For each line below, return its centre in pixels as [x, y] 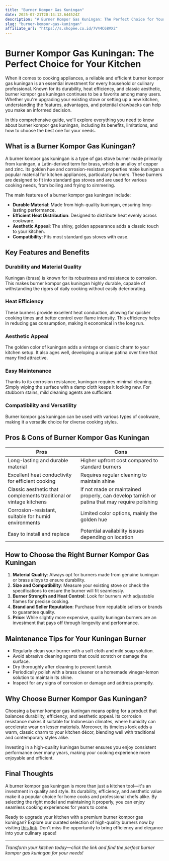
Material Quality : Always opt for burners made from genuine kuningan [86, 575]
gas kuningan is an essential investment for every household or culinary [80, 83]
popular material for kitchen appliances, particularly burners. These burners [84, 175]
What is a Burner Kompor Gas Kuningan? [70, 146]
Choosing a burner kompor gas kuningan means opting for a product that [81, 711]
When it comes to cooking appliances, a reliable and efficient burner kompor [84, 78]
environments [24, 523]
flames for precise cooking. [41, 601]
